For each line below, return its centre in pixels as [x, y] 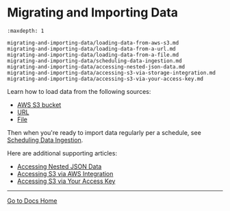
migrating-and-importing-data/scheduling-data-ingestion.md [95, 61]
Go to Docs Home [32, 201]
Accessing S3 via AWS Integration [65, 173]
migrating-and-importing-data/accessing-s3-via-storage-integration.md [111, 73]
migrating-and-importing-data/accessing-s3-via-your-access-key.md [105, 79]
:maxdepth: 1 [26, 31]
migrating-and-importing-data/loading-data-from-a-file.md [93, 55]
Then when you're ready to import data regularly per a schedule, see [104, 132]
